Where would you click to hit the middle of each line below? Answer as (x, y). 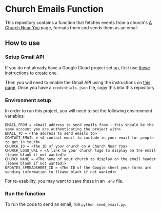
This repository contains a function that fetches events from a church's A (79, 22)
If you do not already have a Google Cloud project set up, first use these (78, 67)
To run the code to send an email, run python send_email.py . (66, 204)
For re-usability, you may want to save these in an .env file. (64, 181)
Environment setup (28, 100)
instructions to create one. (31, 73)
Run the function (25, 193)
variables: (15, 116)
